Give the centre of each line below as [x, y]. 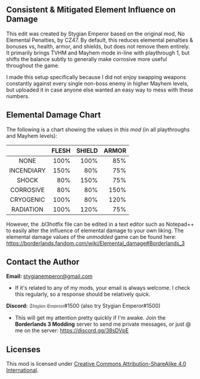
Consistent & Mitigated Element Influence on [91, 10]
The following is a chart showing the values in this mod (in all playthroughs [98, 129]
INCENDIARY [27, 170]
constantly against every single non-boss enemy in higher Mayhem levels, [98, 83]
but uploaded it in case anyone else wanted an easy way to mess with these [100, 90]
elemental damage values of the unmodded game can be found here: [91, 237]
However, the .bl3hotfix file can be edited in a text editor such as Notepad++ [100, 224]
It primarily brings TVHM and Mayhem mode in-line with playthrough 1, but [98, 53]
